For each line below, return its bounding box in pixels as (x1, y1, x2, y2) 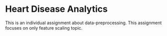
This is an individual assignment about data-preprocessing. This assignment (5, 20, 162, 26)
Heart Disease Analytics (5, 3, 108, 15)
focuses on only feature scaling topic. (5, 25, 83, 31)
